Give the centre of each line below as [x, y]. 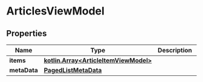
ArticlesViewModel [55, 11]
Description [175, 50]
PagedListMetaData [73, 70]
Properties [27, 33]
